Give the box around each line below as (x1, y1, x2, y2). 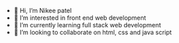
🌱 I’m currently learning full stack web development (13, 21, 162, 29)
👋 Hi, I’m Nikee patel (13, 7, 72, 14)
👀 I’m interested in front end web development (13, 14, 146, 22)
